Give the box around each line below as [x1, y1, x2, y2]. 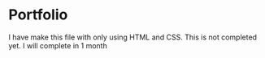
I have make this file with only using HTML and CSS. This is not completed [8, 32, 258, 42]
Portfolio [8, 6, 68, 24]
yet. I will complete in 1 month [8, 40, 107, 50]
